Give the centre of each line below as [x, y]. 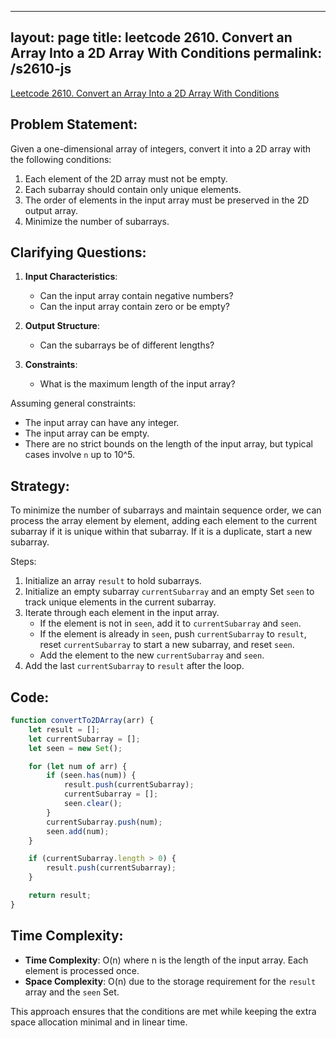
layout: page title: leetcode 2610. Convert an [151, 37]
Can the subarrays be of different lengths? [127, 345]
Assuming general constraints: [73, 403]
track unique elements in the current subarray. [120, 602]
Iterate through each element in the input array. [122, 613]
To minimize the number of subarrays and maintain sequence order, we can [166, 510]
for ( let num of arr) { [78, 766]
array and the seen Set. [72, 992]
